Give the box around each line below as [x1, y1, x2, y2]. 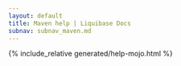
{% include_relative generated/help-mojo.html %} [8, 49, 173, 59]
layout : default [8, 11, 63, 20]
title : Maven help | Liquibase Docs [8, 19, 131, 27]
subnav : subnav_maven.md [8, 27, 92, 35]
